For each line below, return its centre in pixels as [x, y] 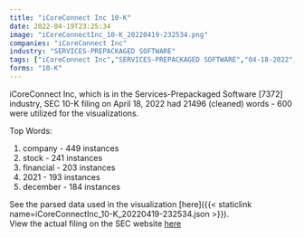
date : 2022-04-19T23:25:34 [60, 26]
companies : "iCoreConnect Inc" [68, 43]
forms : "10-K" [36, 69]
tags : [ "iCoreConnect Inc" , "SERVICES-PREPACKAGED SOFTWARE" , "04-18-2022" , [153, 60]
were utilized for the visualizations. [74, 113]
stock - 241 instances [62, 157]
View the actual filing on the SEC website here [95, 224]
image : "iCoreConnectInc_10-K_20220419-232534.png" [109, 34]
